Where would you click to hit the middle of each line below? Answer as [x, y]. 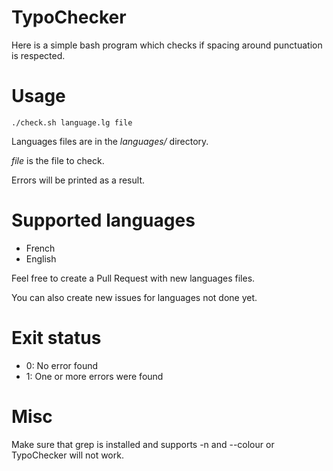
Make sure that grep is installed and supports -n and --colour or [143, 444]
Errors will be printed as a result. [78, 180]
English [41, 258]
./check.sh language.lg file [72, 122]
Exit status [56, 338]
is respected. [38, 55]
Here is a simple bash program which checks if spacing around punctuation [167, 45]
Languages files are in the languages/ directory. [110, 141]
